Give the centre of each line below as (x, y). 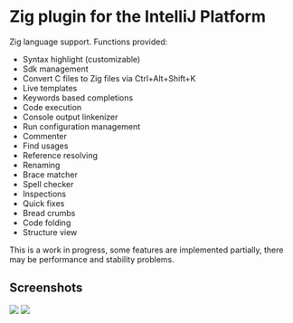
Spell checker (48, 184)
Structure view (50, 232)
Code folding (47, 223)
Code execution (52, 107)
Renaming (41, 165)
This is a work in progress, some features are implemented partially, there (146, 250)
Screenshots (46, 288)
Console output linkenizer (70, 117)
